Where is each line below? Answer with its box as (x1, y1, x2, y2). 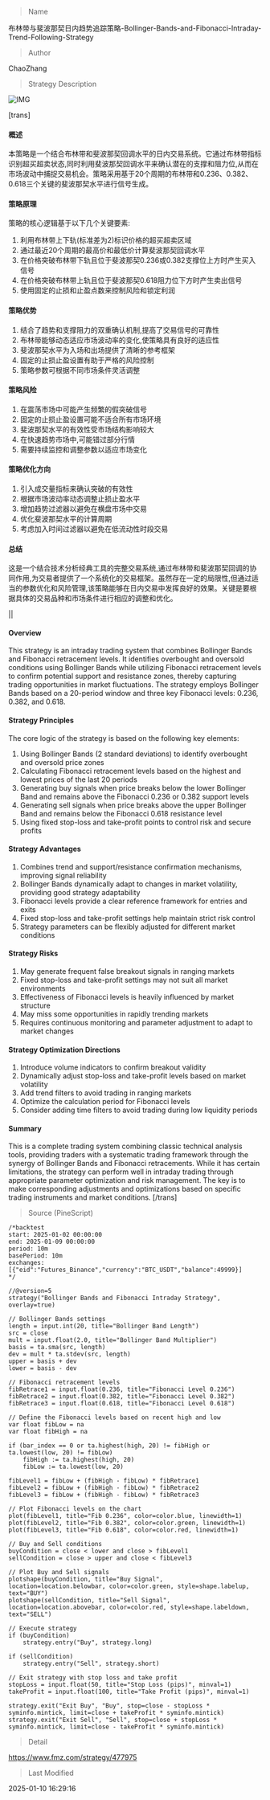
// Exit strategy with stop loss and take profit (8, 1674, 178, 1682)
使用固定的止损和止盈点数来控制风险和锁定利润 (19, 285, 175, 296)
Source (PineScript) (27, 1209, 94, 1218)
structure (19, 1000, 51, 1011)
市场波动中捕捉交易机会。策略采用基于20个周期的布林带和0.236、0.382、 (8, 169, 253, 179)
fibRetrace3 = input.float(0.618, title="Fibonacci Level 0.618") (8, 1400, 235, 1408)
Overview (8, 628, 42, 637)
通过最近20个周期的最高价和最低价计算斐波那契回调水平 (19, 245, 206, 256)
